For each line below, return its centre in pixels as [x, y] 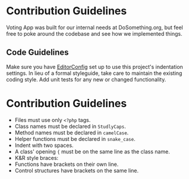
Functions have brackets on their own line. [67, 164]
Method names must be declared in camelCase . [72, 133]
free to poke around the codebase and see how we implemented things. [94, 33]
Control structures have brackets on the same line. [76, 170]
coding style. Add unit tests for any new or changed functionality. [86, 79]
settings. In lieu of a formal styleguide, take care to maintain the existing [94, 73]
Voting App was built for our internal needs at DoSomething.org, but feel [94, 27]
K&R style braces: [37, 158]
